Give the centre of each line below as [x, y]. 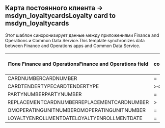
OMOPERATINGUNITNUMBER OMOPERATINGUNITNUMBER [77, 110]
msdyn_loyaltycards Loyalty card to [60, 16]
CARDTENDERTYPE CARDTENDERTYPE [53, 86]
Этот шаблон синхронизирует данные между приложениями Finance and [82, 35]
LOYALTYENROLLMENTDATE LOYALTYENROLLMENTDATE [75, 118]
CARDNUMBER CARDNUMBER [42, 78]
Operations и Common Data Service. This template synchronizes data [75, 40]
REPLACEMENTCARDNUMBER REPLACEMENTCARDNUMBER [78, 102]
